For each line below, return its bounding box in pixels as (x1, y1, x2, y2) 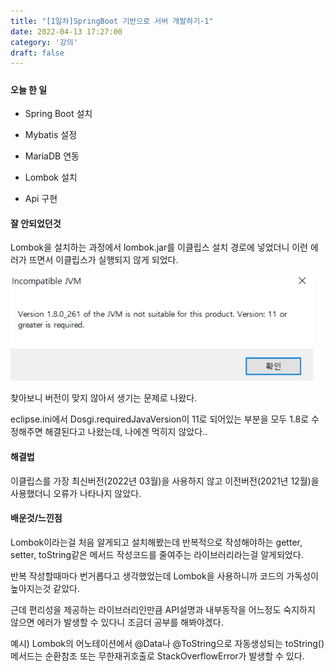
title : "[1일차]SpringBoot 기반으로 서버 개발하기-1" (10, 16, 214, 26)
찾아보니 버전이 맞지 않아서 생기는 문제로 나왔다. (10, 392, 198, 404)
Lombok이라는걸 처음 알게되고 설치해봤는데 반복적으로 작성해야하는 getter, (10, 536, 303, 548)
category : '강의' (10, 37, 78, 47)
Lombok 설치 (24, 171, 78, 184)
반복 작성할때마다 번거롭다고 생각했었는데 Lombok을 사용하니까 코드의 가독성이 (10, 570, 319, 582)
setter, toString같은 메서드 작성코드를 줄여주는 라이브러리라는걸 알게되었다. (10, 548, 304, 560)
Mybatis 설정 (24, 129, 78, 141)
